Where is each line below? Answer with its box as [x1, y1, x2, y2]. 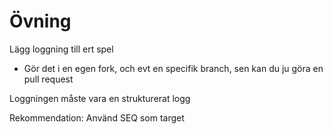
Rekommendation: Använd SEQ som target [9, 111, 185, 124]
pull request [23, 73, 74, 85]
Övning [9, 10, 72, 33]
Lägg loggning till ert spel [9, 43, 114, 55]
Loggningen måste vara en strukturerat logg [9, 92, 191, 104]
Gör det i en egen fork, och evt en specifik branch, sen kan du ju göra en [23, 62, 324, 74]
